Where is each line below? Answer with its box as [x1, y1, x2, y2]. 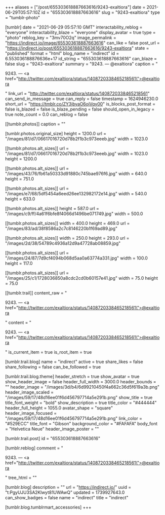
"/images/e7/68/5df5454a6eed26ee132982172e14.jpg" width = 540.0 [5, 191, 147, 196]
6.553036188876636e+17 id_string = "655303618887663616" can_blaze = [5, 56, 157, 61]
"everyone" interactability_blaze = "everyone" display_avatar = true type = [5, 30, 156, 35]
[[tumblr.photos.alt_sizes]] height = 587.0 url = [5, 206, 100, 211]
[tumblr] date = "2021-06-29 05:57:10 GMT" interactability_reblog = [5, 24, 143, 30]
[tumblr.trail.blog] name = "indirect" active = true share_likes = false [5, 359, 143, 365]
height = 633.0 [5, 196, 36, 202]
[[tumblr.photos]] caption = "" [5, 121, 66, 127]
